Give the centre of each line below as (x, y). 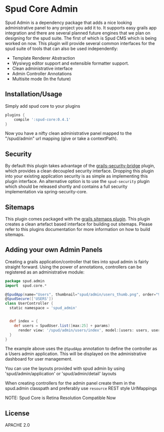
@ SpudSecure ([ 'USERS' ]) (29, 299)
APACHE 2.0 (18, 425)
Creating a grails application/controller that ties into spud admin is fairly (77, 261)
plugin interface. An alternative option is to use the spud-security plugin (77, 182)
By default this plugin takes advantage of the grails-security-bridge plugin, (80, 166)
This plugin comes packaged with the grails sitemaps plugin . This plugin (78, 219)
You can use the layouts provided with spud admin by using (65, 368)
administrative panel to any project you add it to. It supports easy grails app (81, 27)
